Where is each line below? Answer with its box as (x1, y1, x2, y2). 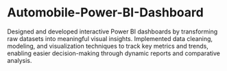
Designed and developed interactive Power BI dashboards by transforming (7, 27, 218, 35)
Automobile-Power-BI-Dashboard (7, 5, 204, 20)
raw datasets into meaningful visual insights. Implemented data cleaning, (7, 34, 213, 42)
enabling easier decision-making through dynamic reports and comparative (7, 49, 221, 57)
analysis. (7, 56, 32, 64)
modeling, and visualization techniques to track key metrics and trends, (7, 42, 209, 50)
